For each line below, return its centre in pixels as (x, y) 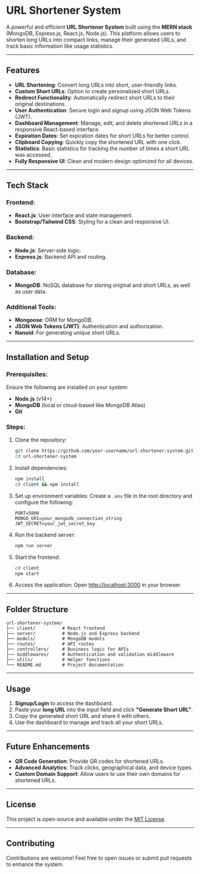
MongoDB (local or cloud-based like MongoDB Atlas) (80, 405)
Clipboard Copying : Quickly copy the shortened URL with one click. (98, 142)
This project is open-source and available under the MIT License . (86, 819)
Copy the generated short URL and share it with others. (82, 716)
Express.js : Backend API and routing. (61, 256)
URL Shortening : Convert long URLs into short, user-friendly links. (96, 85)
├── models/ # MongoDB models (56, 639)
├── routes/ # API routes (50, 644)
